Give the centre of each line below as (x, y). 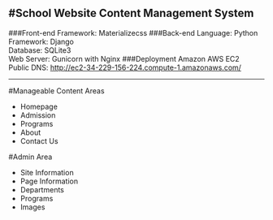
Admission (38, 115)
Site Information (47, 172)
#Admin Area (30, 157)
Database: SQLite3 (40, 50)
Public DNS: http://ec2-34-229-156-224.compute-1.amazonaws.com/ (125, 67)
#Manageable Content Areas (56, 91)
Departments (42, 189)
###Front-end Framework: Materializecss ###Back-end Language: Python (133, 32)
